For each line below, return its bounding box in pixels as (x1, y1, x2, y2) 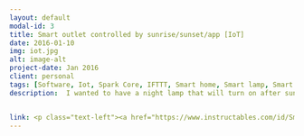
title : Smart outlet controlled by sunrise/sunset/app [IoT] (9, 30, 245, 39)
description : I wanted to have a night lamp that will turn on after (9, 88, 281, 97)
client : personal (9, 72, 75, 81)
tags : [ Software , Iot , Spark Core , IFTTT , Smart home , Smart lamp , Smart (9, 80, 294, 89)
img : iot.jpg (9, 47, 59, 56)
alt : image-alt (9, 55, 67, 64)
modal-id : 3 (9, 22, 54, 31)
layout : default (9, 13, 71, 23)
